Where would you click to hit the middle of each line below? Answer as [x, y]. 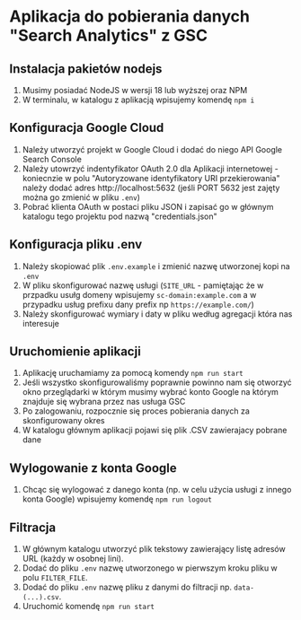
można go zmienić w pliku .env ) [81, 197]
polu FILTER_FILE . [55, 578]
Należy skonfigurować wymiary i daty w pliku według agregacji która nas [157, 314]
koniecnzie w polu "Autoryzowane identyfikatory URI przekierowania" [151, 178]
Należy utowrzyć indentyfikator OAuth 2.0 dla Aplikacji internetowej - [150, 169]
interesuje [41, 323]
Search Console [52, 159]
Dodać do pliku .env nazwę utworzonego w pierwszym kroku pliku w [150, 568]
